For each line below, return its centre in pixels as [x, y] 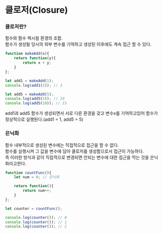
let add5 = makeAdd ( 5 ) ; [29, 94]
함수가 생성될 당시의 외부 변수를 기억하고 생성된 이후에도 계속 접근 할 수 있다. [78, 44]
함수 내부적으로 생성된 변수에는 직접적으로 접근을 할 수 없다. [62, 145]
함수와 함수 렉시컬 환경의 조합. [34, 38]
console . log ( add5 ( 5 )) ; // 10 [35, 99]
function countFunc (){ [28, 173]
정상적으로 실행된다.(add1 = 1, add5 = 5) [44, 119]
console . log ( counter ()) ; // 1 [36, 222]
